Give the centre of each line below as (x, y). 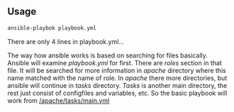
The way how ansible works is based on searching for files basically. (107, 55)
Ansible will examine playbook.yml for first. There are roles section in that (115, 62)
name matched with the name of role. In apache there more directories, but (117, 78)
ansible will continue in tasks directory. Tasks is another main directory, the (117, 85)
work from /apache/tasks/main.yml (58, 100)
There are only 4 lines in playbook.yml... (66, 41)
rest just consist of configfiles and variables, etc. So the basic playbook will (117, 93)
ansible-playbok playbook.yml (52, 28)
